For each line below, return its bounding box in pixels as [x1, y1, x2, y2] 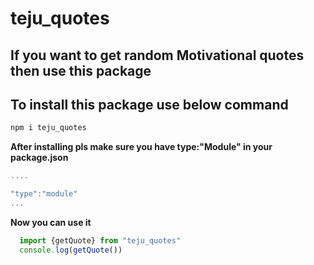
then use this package [10, 62, 152, 79]
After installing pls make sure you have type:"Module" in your [10, 141, 273, 153]
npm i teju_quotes [10, 123, 87, 133]
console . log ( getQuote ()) [19, 245, 123, 255]
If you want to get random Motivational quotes [10, 47, 305, 64]
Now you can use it [10, 216, 92, 228]
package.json [10, 152, 69, 164]
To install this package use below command [10, 96, 289, 113]
